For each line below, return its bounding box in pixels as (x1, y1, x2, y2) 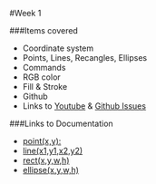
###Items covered (9, 25, 79, 35)
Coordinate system (22, 43, 94, 53)
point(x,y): (22, 136, 62, 146)
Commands (22, 63, 66, 73)
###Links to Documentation (9, 118, 113, 129)
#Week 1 (9, 8, 42, 18)
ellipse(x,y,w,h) (22, 165, 80, 175)
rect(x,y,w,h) (22, 155, 70, 166)
